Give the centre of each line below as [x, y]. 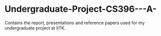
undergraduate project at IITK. [35, 28]
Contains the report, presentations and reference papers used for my [75, 23]
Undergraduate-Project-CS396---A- [81, 9]
